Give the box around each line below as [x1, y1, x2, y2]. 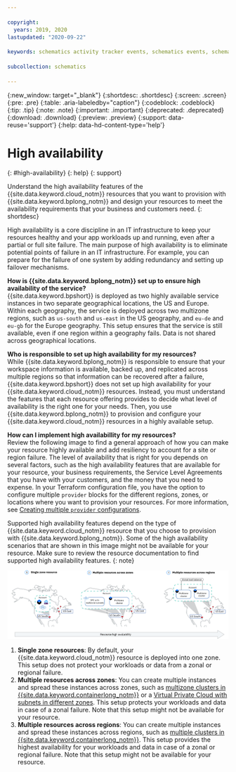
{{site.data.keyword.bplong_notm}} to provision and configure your [7, 410, 202, 418]
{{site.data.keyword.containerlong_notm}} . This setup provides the [17, 735, 211, 744]
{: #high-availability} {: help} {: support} [7, 169, 122, 177]
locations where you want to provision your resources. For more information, [7, 497, 229, 506]
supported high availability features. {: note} [7, 556, 135, 565]
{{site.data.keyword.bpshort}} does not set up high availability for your [7, 379, 212, 388]
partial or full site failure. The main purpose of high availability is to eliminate [7, 240, 228, 249]
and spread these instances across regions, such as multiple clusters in [17, 728, 225, 737]
